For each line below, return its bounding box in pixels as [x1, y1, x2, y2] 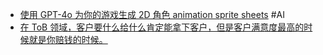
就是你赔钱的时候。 [28, 34, 108, 45]
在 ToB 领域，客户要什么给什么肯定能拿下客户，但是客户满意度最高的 [19, 21, 305, 33]
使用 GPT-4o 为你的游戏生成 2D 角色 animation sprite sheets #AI [19, 9, 285, 20]
